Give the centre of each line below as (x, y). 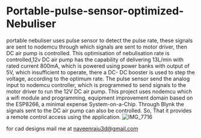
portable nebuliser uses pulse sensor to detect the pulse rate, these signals (100, 40)
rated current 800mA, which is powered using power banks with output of (98, 66)
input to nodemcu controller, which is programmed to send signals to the (96, 85)
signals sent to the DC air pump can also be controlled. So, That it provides (99, 110)
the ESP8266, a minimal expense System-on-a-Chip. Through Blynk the (95, 104)
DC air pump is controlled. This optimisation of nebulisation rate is (88, 53)
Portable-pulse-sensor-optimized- (95, 11)
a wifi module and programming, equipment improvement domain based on (100, 98)
